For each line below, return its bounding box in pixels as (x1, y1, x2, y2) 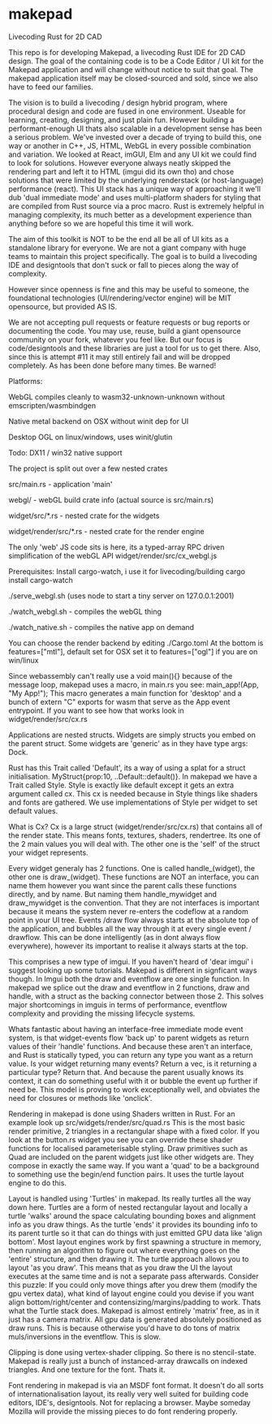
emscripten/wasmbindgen (8, 400, 96, 410)
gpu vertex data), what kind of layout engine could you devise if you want (8, 1288, 254, 1298)
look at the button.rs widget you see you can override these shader (8, 1134, 234, 1145)
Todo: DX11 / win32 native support (8, 447, 123, 457)
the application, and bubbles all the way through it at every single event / (8, 923, 252, 934)
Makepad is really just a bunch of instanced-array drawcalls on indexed (8, 1356, 248, 1366)
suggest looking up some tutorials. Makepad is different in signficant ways (8, 965, 257, 975)
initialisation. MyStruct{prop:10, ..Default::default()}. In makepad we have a (8, 771, 257, 781)
